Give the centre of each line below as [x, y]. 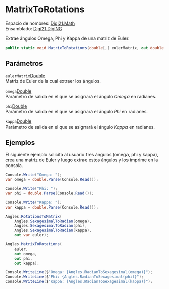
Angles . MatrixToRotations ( [34, 244]
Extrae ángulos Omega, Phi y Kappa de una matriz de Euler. [68, 38]
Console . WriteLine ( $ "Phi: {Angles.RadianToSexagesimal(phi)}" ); [74, 277]
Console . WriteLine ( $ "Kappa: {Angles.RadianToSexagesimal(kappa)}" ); [79, 282]
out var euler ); [32, 235]
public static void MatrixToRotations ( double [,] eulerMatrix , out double [85, 48]
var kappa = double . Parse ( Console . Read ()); [52, 207]
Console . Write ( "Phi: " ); [31, 189]
